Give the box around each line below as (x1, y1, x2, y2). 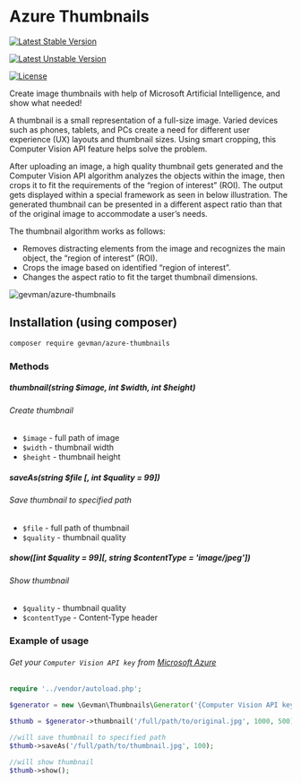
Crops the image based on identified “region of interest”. (21, 262, 231, 272)
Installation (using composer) (9, 315, 177, 331)
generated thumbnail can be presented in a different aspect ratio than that (9, 199, 282, 210)
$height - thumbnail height (21, 452, 121, 462)
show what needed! (9, 97, 82, 108)
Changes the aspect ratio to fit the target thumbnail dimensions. (21, 271, 258, 282)
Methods (9, 360, 49, 373)
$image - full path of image (21, 433, 120, 443)
